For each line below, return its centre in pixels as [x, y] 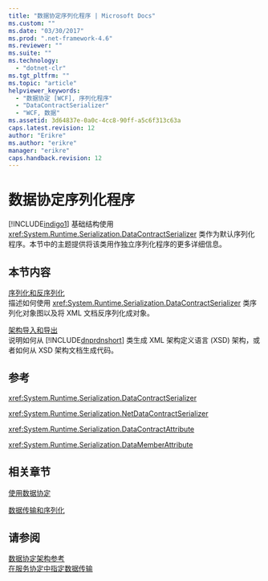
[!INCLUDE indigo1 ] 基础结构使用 [61, 224]
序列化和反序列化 [37, 293]
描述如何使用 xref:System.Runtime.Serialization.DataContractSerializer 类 [129, 303]
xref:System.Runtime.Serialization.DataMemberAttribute [101, 444]
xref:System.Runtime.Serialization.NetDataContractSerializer [108, 413]
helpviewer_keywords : [45, 91]
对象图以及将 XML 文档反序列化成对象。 [88, 313]
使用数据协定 [29, 492]
